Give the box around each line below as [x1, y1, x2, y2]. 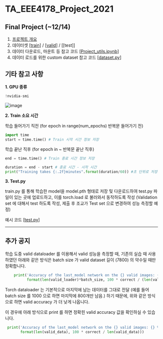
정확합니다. [5, 263, 26, 268]
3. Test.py [5, 178, 26, 184]
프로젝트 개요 [12, 36, 37, 42]
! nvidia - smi [5, 93, 29, 98]
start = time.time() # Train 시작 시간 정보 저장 [5, 137, 99, 142]
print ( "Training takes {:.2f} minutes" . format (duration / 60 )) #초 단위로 [5, 169, 149, 175]
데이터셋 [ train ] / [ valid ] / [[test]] [12, 42, 75, 48]
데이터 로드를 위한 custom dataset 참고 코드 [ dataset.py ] [12, 54, 122, 60]
